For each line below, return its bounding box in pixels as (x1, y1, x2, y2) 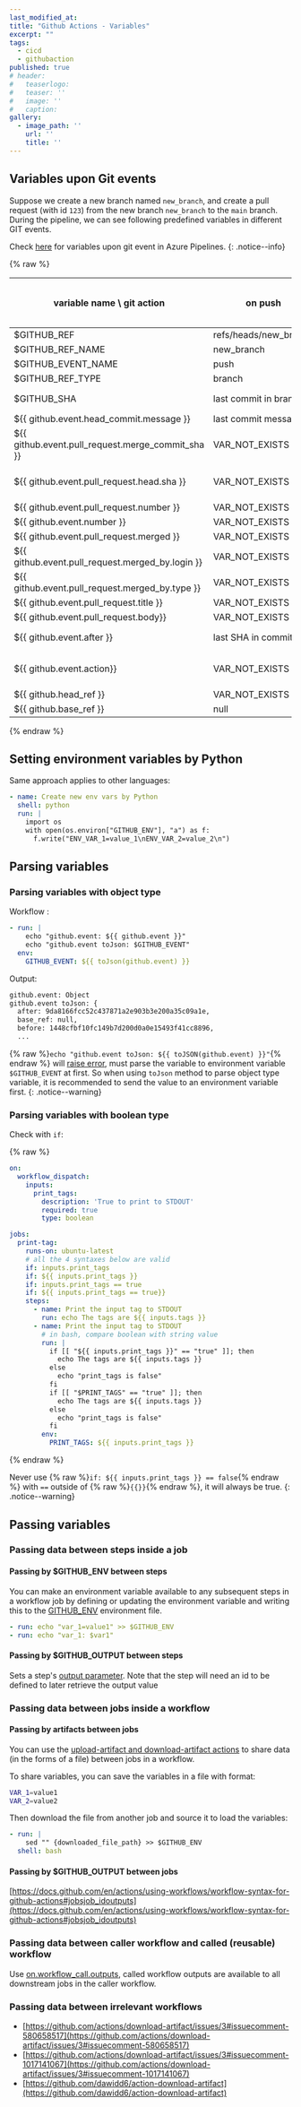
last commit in (213, 392, 272, 404)
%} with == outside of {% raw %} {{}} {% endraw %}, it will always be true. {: (9, 1481, 291, 1492)
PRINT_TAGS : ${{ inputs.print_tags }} (48, 1438, 194, 1447)
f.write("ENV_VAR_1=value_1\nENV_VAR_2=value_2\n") (32, 834, 230, 843)
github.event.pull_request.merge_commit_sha (13, 438, 205, 451)
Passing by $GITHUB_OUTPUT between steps (9, 1650, 184, 1661)
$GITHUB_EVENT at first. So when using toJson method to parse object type (9, 1067, 280, 1078)
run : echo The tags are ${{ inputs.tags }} (41, 1314, 206, 1323)
